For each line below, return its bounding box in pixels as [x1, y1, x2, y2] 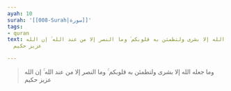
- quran [7, 29, 30, 37]
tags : [7, 23, 23, 30]
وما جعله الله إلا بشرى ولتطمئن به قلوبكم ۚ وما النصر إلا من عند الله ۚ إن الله [24, 67, 214, 76]
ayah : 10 [7, 10, 33, 17]
